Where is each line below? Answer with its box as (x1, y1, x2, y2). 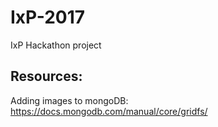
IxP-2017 (10, 6, 86, 29)
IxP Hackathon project (10, 39, 102, 51)
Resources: (10, 68, 83, 85)
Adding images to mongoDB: (10, 94, 129, 106)
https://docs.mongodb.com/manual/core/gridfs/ (10, 105, 208, 117)
